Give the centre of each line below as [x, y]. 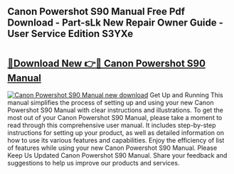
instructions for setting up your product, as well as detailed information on [116, 133]
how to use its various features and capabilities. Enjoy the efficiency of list [116, 140]
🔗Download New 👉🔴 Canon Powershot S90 [107, 63]
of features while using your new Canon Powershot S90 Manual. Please [112, 148]
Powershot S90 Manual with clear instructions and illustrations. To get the [116, 110]
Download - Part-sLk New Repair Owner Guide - [116, 23]
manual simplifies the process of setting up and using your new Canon [111, 103]
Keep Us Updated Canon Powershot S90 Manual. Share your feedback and [117, 155]
